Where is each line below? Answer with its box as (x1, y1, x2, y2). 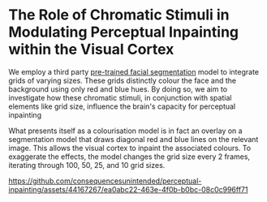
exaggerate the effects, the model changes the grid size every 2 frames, (8, 152, 250, 161)
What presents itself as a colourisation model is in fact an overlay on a (8, 126, 243, 135)
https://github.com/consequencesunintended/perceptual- (8, 176, 202, 186)
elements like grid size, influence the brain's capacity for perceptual (8, 101, 236, 111)
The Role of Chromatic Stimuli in (8, 6, 230, 24)
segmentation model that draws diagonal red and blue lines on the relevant (8, 134, 259, 144)
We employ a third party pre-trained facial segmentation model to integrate (8, 67, 260, 76)
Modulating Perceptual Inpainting (8, 23, 239, 41)
